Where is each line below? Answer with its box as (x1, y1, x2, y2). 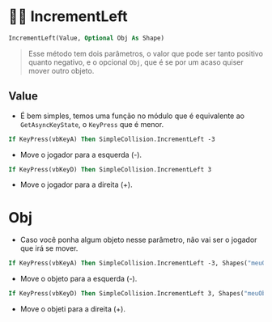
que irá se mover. (19, 244, 79, 253)
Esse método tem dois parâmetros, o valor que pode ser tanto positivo (28, 49, 263, 58)
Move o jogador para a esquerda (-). (19, 150, 142, 159)
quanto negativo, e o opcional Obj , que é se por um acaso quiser (28, 57, 244, 67)
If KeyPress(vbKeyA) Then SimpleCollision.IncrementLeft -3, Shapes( (8, 259, 249, 268)
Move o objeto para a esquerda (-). (19, 274, 138, 284)
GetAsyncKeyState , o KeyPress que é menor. (19, 119, 164, 129)
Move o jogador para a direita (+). (19, 180, 133, 189)
